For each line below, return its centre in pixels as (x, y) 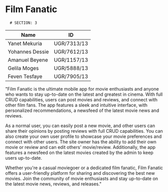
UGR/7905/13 (71, 76)
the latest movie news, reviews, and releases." (54, 184)
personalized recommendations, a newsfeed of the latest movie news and (82, 110)
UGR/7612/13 (71, 52)
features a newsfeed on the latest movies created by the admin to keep (79, 152)
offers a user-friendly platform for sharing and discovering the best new (80, 173)
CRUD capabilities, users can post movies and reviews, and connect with (81, 99)
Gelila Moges (23, 68)
